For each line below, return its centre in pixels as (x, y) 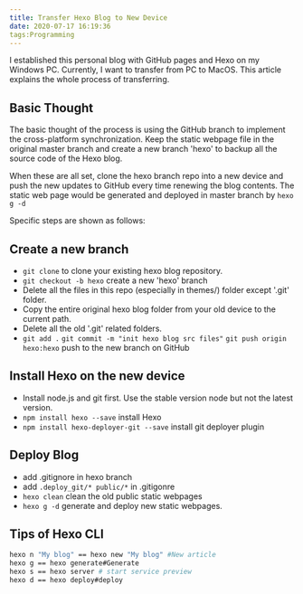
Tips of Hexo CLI (57, 534)
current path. (47, 319)
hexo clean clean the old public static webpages (112, 496)
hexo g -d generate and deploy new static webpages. (123, 505)
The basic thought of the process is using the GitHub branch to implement (148, 130)
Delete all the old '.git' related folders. (92, 328)
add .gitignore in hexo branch (77, 476)
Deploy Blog (44, 455)
